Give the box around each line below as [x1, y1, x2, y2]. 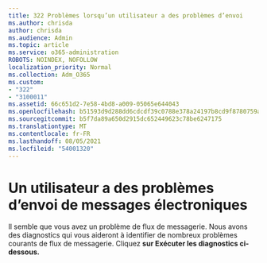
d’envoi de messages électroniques [8, 195, 248, 214]
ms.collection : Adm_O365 [8, 71, 91, 79]
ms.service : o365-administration [8, 48, 119, 56]
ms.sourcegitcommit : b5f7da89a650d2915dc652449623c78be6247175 [8, 115, 222, 123]
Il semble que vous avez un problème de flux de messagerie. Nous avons [8, 222, 248, 231]
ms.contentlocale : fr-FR [8, 130, 91, 137]
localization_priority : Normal [8, 64, 112, 72]
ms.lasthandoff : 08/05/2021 [8, 137, 102, 145]
